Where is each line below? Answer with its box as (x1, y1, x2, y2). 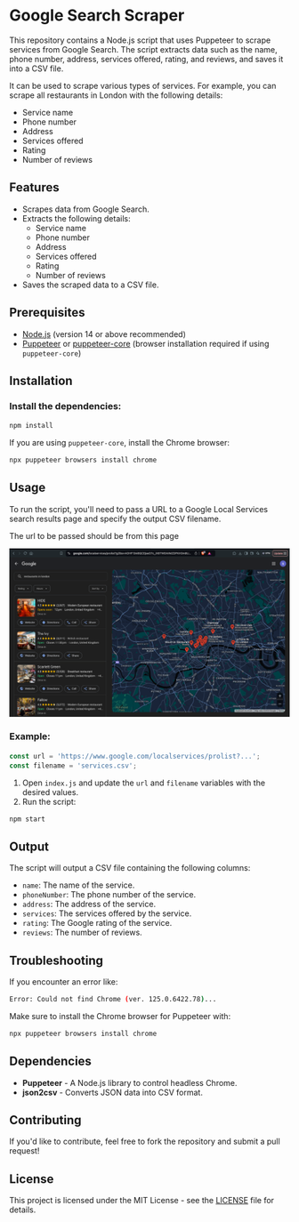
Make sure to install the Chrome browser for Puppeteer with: (9, 1010, 231, 1021)
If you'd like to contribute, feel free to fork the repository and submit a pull (9, 1136, 280, 1147)
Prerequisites (9, 305, 85, 320)
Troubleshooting (9, 953, 104, 968)
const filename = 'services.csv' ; (9, 761, 138, 770)
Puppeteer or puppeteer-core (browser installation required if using (21, 338, 270, 349)
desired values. (21, 786, 78, 797)
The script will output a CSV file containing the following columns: (9, 863, 251, 873)
